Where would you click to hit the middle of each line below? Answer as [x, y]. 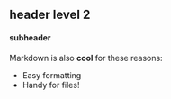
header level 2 [50, 15]
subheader [30, 37]
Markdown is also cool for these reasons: [86, 58]
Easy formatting [52, 75]
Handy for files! [51, 85]
